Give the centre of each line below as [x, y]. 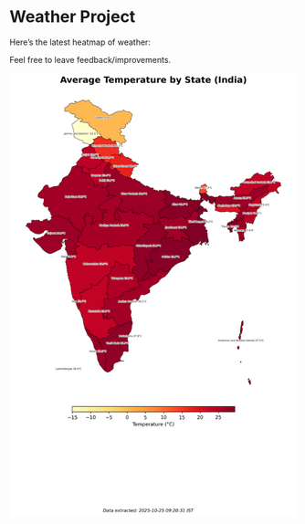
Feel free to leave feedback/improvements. [90, 59]
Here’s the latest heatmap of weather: [80, 42]
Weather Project [73, 17]
